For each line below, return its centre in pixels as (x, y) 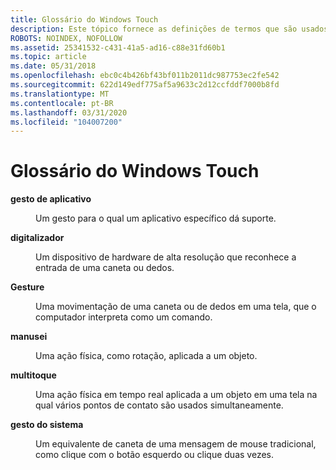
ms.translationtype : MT (60, 94)
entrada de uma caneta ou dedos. (105, 268)
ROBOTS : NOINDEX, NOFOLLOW (66, 38)
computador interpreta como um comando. (124, 317)
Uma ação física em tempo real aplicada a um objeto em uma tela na (176, 395)
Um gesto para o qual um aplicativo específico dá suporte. (156, 218)
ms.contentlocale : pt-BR (62, 103)
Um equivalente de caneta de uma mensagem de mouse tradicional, (176, 444)
